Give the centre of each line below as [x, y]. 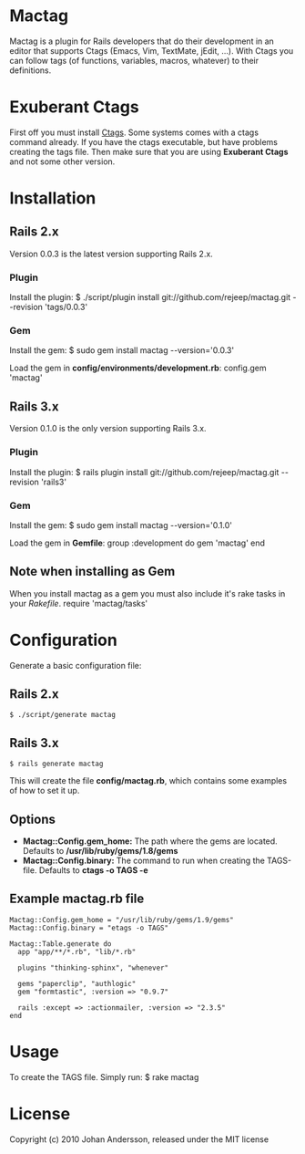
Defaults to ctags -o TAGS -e [93, 870]
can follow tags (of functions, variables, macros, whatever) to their [134, 60]
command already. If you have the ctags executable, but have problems [143, 141]
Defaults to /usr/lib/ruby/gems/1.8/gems [100, 851]
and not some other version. [62, 161]
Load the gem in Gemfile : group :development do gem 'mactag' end [137, 543]
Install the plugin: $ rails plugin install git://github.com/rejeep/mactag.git [144, 472]
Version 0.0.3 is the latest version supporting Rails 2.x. [112, 254]
